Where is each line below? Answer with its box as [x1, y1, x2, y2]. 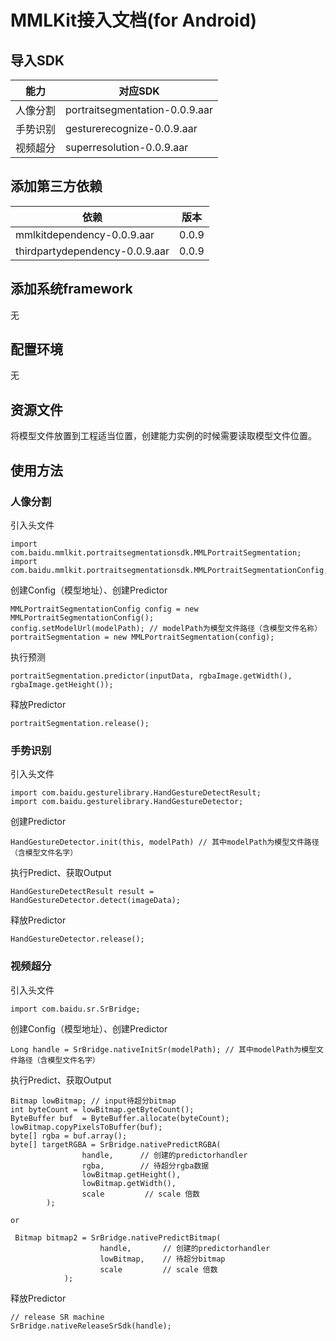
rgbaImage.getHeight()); [10, 679, 114, 690]
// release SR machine [10, 1312, 105, 1322]
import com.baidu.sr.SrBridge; [10, 1004, 141, 1014]
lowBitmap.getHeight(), [81, 1169, 182, 1180]
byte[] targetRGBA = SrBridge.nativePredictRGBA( [10, 1139, 222, 1150]
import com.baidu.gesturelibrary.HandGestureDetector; [10, 797, 244, 807]
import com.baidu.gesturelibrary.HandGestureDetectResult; [10, 788, 262, 798]
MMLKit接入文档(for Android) [10, 9, 258, 32]
